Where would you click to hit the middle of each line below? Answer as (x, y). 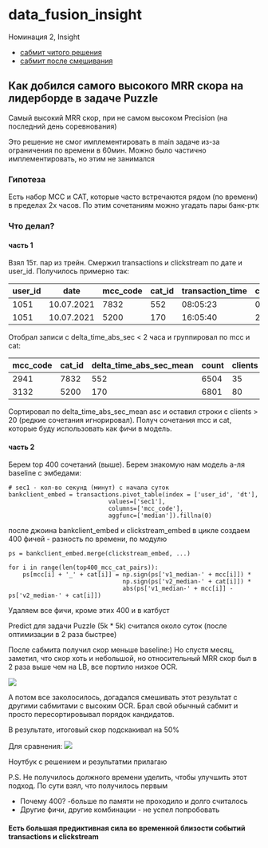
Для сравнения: (35, 746)
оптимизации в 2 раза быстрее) (63, 635)
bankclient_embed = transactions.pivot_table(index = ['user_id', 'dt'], (134, 495)
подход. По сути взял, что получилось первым (88, 786)
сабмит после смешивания (66, 61)
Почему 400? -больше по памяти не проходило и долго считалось (134, 802)
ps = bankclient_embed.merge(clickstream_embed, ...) (100, 554)
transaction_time (214, 291)
